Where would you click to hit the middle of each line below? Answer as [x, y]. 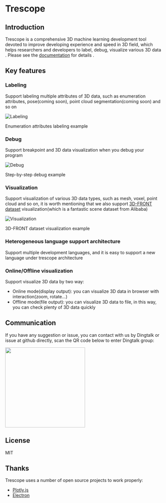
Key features [25, 71]
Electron [21, 495]
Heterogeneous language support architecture [63, 242]
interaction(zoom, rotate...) [40, 296]
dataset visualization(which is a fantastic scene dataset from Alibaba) [77, 209]
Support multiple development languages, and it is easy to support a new [80, 252]
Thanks [17, 468]
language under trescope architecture [44, 258]
